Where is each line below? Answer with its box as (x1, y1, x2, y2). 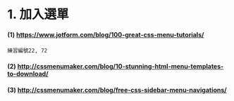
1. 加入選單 (7, 6, 69, 22)
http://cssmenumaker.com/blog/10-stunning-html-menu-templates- (17, 62, 224, 70)
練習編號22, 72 (7, 47, 48, 55)
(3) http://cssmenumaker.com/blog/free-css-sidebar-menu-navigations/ (7, 86, 227, 94)
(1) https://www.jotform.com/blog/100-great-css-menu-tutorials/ (7, 30, 204, 39)
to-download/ (7, 69, 49, 78)
